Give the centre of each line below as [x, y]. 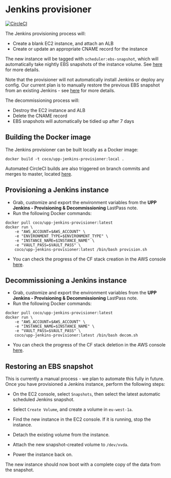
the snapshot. [20, 470]
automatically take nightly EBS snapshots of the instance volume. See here [84, 64]
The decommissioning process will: [43, 100]
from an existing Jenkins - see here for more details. [60, 90]
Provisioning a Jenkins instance [57, 190]
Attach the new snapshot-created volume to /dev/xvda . [70, 445]
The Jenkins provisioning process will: [45, 33]
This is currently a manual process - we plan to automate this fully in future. [85, 379]
